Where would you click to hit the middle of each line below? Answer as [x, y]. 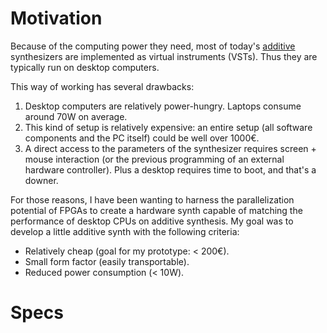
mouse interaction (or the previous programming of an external [154, 159]
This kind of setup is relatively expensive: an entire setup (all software [168, 127]
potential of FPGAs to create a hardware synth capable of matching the [156, 210]
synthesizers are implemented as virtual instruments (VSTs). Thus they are [164, 56]
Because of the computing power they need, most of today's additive [153, 46]
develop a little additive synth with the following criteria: [125, 231]
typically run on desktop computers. [85, 67]
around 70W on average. [76, 116]
